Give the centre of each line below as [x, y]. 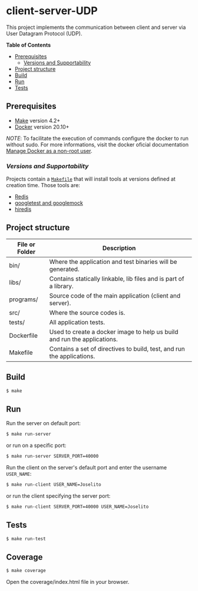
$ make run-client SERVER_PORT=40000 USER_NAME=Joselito [77, 507]
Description [119, 248]
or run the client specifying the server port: [58, 496]
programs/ [24, 299]
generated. [64, 269]
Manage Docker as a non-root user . [49, 151]
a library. [61, 286]
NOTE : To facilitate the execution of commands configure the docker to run [97, 138]
